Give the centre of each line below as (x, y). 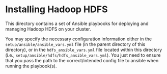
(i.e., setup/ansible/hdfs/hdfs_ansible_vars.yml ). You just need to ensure (83, 55)
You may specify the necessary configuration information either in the (78, 39)
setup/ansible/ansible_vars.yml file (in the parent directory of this (75, 44)
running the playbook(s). (31, 66)
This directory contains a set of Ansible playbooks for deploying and (77, 23)
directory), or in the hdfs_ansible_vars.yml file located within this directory (84, 50)
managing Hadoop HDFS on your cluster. (48, 29)
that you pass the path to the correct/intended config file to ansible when (82, 60)
